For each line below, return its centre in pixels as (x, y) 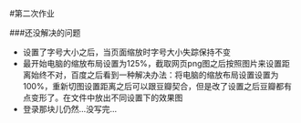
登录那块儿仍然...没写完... (69, 109)
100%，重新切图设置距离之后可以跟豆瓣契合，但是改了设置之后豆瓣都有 (157, 86)
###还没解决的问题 (45, 33)
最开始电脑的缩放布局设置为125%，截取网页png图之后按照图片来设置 (152, 63)
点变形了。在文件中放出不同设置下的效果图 (103, 97)
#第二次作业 (32, 13)
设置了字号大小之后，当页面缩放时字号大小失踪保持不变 (126, 52)
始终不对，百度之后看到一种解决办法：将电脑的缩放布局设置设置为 (155, 75)
